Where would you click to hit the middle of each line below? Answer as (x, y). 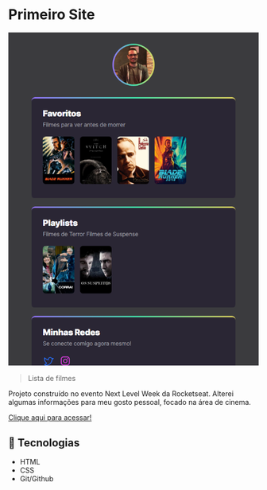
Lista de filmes (52, 379)
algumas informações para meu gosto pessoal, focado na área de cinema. (130, 402)
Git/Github (37, 479)
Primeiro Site (52, 15)
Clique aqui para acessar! (50, 418)
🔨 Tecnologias (44, 443)
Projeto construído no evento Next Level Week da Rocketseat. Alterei (121, 394)
